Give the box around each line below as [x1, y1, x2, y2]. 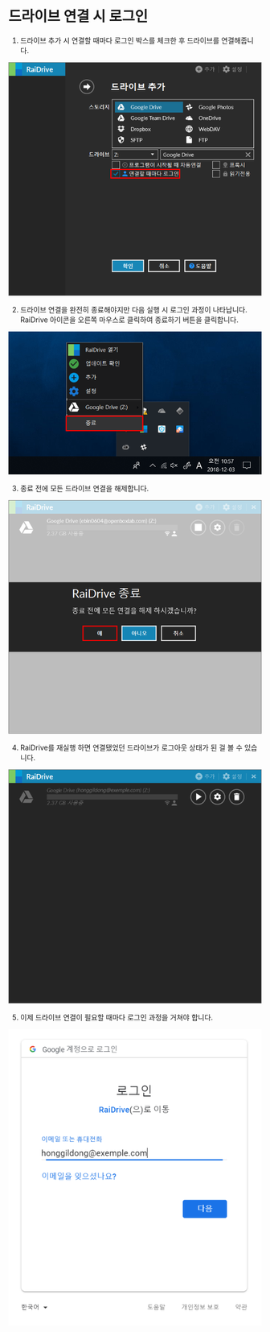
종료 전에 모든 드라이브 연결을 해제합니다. [19, 483, 149, 493]
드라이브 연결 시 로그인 [8, 7, 149, 26]
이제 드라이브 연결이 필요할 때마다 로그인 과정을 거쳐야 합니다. [19, 1012, 214, 1022]
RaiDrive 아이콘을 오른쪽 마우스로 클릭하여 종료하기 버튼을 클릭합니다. [19, 315, 239, 325]
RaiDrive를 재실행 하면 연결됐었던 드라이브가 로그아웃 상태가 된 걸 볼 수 [19, 743, 243, 753]
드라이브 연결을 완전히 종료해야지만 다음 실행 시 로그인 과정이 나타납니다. [19, 305, 247, 315]
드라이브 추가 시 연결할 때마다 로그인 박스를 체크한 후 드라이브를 [19, 35, 219, 45]
